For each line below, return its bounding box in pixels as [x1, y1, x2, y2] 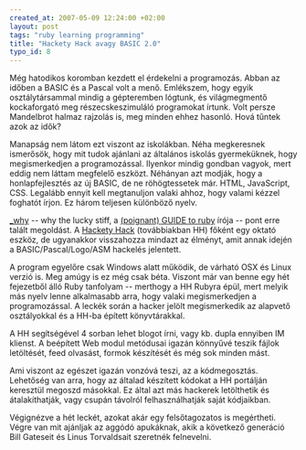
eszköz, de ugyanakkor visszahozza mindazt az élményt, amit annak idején [9, 234, 292, 245]
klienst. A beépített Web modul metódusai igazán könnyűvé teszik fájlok [9, 337, 280, 348]
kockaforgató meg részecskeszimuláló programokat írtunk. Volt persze [9, 102, 276, 112]
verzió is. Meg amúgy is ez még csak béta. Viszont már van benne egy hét [9, 272, 290, 283]
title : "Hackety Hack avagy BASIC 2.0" [9, 38, 162, 48]
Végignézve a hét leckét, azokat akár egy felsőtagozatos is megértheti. [9, 412, 277, 423]
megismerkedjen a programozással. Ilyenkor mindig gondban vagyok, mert [9, 158, 291, 169]
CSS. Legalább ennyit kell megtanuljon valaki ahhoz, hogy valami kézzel [9, 187, 280, 198]
